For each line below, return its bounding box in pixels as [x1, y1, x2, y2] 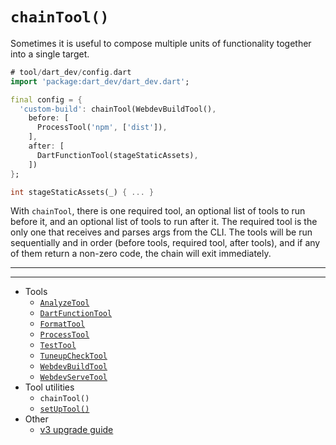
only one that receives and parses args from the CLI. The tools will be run [10, 226, 313, 238]
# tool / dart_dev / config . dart [10, 67, 132, 77]
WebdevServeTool [39, 373, 108, 383]
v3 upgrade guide [39, 424, 114, 436]
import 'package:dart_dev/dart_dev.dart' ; [10, 76, 190, 87]
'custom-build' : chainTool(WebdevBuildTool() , [19, 104, 217, 114]
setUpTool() [39, 404, 90, 415]
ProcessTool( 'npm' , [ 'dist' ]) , [36, 123, 168, 133]
